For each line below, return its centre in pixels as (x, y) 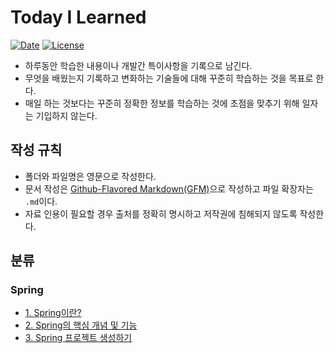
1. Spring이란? (53, 313)
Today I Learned (78, 17)
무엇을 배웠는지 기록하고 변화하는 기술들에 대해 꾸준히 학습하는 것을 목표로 (169, 78)
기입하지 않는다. (66, 115)
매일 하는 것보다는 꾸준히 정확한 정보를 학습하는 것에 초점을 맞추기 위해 (162, 103)
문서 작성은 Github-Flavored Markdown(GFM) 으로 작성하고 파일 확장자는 (169, 188)
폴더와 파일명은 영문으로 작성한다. (90, 176)
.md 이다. (41, 201)
